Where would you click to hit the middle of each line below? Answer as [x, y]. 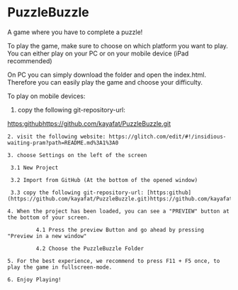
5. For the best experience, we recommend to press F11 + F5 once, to [114, 261]
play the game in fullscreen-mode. [60, 267]
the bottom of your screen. [49, 217]
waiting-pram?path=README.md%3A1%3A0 [63, 143]
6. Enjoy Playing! [34, 279]
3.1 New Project [34, 168]
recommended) [30, 60]
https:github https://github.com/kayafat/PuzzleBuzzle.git [89, 123]
